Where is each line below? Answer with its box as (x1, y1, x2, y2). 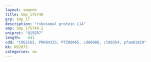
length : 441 (5, 35, 35, 40)
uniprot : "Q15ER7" (5, 30, 43, 35)
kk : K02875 (5, 44, 28, 49)
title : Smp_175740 (5, 12, 43, 17)
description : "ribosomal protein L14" (5, 21, 86, 26)
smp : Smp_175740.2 (5, 26, 43, 31)
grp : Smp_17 (5, 16, 30, 21)
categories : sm (5, 49, 37, 54)
